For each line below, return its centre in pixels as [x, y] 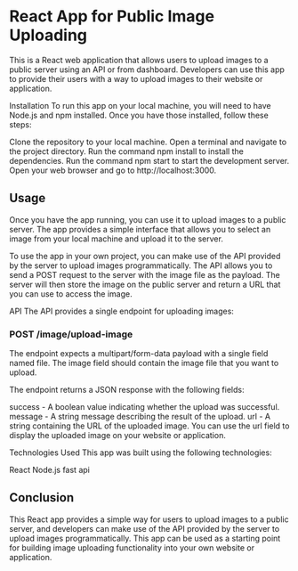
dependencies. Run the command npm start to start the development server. [149, 160]
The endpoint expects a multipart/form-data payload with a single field [139, 354]
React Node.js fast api [50, 470]
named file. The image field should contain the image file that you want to [144, 363]
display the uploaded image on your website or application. [118, 436]
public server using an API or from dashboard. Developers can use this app [147, 69]
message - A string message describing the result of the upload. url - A [140, 417]
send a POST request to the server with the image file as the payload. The [145, 274]
